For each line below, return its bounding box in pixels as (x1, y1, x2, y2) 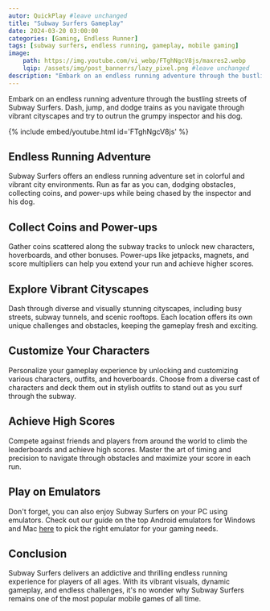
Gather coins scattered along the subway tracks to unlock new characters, (8, 242, 256, 251)
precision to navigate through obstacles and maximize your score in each (8, 453, 252, 463)
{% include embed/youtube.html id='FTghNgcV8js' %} (8, 127, 189, 136)
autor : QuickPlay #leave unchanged (8, 11, 128, 20)
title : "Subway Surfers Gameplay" (8, 19, 125, 27)
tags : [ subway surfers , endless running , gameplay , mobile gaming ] (8, 42, 239, 50)
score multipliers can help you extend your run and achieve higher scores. (8, 259, 255, 268)
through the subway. (8, 391, 76, 401)
